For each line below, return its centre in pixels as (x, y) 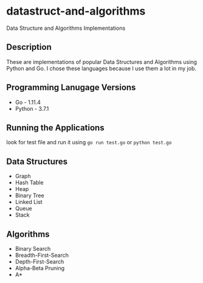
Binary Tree (29, 195)
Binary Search (33, 249)
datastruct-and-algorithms (76, 11)
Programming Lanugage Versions (71, 87)
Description (29, 47)
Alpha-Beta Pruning (40, 268)
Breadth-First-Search (42, 255)
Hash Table (29, 183)
